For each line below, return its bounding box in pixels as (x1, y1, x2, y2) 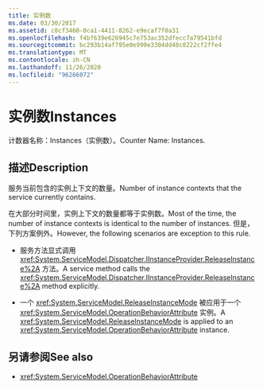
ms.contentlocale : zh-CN (8, 56, 91, 64)
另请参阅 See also (8, 350, 94, 364)
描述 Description (8, 161, 89, 174)
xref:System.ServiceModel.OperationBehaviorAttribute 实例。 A (19, 308, 226, 317)
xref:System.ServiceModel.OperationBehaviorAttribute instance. (19, 325, 230, 335)
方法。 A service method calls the (41, 264, 151, 274)
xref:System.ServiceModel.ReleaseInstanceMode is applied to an (19, 317, 234, 326)
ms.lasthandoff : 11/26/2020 (8, 64, 102, 72)
